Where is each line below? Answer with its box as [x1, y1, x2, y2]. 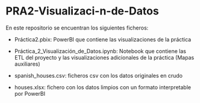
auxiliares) [14, 60, 40, 67]
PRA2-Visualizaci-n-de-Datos [5, 4, 159, 18]
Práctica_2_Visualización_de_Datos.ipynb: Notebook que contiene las [14, 47, 186, 55]
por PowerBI [14, 90, 46, 97]
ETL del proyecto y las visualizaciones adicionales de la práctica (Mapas [14, 54, 195, 61]
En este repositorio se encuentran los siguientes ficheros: [5, 24, 149, 31]
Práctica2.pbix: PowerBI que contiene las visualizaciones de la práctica [14, 36, 192, 43]
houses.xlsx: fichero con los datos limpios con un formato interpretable [14, 83, 191, 91]
